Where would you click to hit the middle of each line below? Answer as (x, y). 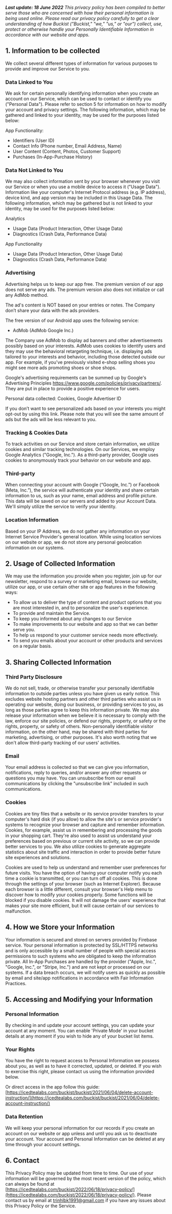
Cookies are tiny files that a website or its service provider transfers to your (85, 813)
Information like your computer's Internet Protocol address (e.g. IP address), (86, 192)
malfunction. (18, 911)
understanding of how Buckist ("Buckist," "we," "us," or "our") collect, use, (84, 24)
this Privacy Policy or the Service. (41, 1206)
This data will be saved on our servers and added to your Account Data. (81, 501)
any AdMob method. (27, 295)
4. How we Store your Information (60, 927)
